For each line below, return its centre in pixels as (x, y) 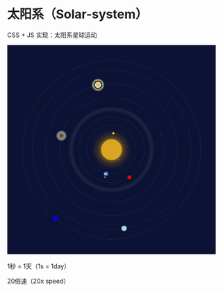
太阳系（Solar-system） (77, 14)
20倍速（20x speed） (39, 281)
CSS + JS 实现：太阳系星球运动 (52, 35)
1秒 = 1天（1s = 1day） (39, 266)
